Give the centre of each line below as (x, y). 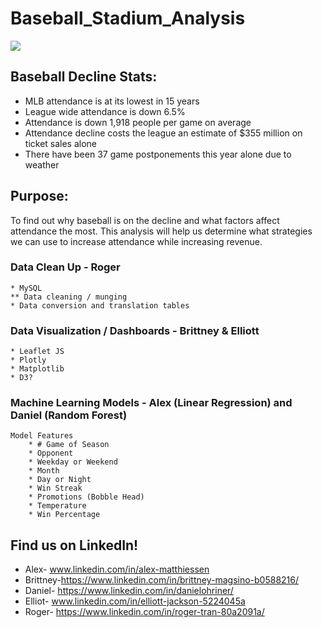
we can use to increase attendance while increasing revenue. (136, 241)
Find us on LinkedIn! (74, 545)
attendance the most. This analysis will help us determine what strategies (161, 231)
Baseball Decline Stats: (84, 77)
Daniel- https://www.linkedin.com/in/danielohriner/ (129, 591)
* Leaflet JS (37, 352)
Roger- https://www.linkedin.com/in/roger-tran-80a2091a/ (144, 612)
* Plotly (28, 360)
